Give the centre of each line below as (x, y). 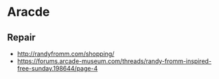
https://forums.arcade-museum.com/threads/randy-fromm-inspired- (114, 61)
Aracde (28, 12)
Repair (21, 37)
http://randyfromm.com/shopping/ (66, 54)
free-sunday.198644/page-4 (57, 68)
